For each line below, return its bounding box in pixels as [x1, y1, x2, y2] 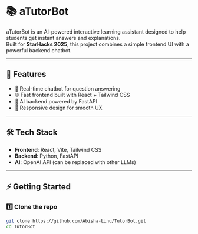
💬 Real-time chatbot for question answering [14, 85, 121, 92]
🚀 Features [6, 69, 47, 79]
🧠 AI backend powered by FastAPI [14, 98, 98, 105]
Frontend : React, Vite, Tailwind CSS [14, 146, 102, 153]
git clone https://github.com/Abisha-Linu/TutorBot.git [6, 218, 146, 224]
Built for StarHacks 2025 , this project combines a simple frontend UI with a [6, 41, 190, 48]
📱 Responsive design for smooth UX [14, 104, 103, 111]
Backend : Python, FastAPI [14, 152, 78, 159]
